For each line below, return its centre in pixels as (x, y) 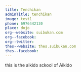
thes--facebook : (22, 51)
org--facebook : (21, 37)
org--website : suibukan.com (34, 33)
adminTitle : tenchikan (28, 14)
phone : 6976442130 (24, 23)
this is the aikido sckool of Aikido (39, 65)
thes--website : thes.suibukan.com (41, 46)
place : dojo (17, 28)
